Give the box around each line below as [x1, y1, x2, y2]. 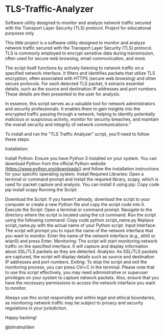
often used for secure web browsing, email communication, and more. [5, 55, 147, 61]
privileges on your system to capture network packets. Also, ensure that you [5, 274, 159, 280]
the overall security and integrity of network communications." [5, 122, 131, 127]
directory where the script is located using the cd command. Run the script [5, 212, 156, 217]
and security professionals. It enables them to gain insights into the [5, 106, 141, 112]
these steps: [5, 136, 30, 142]
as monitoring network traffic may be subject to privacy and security [5, 300, 143, 305]
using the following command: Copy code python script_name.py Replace [5, 217, 154, 223]
